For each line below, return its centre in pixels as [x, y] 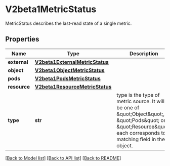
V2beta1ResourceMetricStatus [73, 87]
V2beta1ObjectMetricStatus [70, 70]
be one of [128, 107]
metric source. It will [140, 101]
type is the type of [138, 95]
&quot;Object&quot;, [140, 114]
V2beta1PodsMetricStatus [68, 78]
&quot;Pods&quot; [138, 120]
